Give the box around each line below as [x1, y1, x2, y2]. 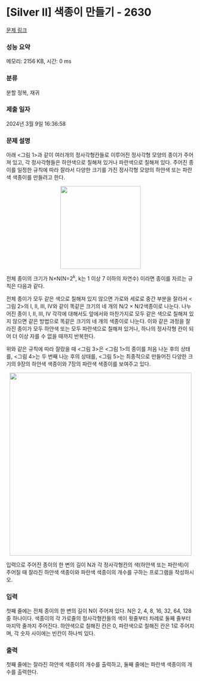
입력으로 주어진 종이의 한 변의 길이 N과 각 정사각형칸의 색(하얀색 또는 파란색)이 [6, 561, 189, 568]
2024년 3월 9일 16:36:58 [6, 120, 66, 127]
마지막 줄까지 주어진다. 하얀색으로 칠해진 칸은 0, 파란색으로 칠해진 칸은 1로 [6, 622, 179, 629]
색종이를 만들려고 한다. [12, 174, 66, 181]
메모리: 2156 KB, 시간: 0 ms [6, 58, 72, 65]
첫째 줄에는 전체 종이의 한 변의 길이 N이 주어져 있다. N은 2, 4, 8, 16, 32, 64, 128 [6, 607, 192, 614]
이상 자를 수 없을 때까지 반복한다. [19, 332, 96, 339]
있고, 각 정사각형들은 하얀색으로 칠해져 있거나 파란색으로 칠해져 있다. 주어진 [12, 159, 188, 166]
